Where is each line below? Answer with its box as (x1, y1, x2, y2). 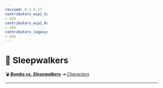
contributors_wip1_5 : (5, 12, 49, 16)
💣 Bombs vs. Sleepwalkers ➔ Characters (5, 71, 90, 77)
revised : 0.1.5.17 (5, 7, 42, 12)
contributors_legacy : (5, 29, 49, 34)
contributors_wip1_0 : (5, 20, 49, 26)
